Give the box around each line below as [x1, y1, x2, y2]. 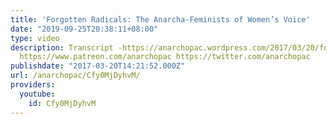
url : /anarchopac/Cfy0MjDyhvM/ [10, 71, 141, 81]
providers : [10, 80, 56, 90]
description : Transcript [10, 42, 114, 53]
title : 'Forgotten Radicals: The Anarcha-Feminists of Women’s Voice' [10, 14, 311, 25]
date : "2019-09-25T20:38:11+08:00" [10, 24, 159, 34]
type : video [10, 33, 60, 43]
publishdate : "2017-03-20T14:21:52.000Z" [10, 61, 186, 71]
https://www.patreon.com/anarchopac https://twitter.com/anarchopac [19, 52, 311, 62]
